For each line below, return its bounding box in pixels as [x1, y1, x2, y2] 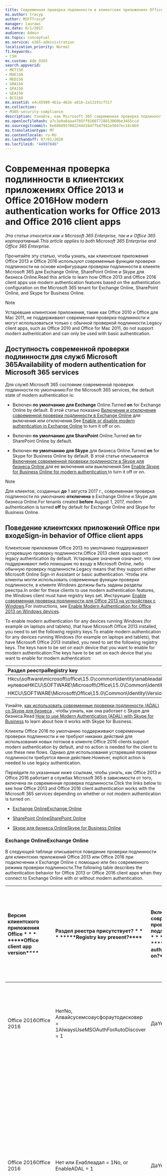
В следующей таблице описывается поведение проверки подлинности [5, 848, 157, 854]
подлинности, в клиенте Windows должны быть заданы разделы [5, 582, 143, 588]
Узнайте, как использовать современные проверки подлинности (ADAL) [5, 702, 160, 708]
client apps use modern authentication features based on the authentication [5, 279, 161, 285]
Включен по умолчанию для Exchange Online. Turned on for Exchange [12, 402, 161, 408]
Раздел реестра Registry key [7, 667, 78, 673]
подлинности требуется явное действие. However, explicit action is [5, 754, 146, 760]
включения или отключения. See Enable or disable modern [12, 417, 135, 424]
